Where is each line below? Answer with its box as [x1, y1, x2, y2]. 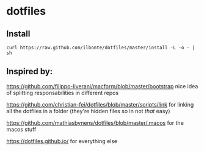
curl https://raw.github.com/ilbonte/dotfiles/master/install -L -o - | [6, 44, 195, 51]
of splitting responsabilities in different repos [6, 89, 119, 96]
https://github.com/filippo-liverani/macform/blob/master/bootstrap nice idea [6, 82, 199, 90]
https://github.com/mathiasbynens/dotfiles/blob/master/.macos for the [6, 119, 184, 126]
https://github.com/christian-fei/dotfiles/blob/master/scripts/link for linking [6, 100, 194, 108]
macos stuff [6, 125, 37, 133]
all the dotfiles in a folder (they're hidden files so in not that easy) [6, 107, 170, 114]
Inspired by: [6, 66, 53, 77]
